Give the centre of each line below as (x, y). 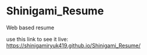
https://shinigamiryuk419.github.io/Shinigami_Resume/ (73, 45)
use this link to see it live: (37, 39)
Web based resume (30, 27)
